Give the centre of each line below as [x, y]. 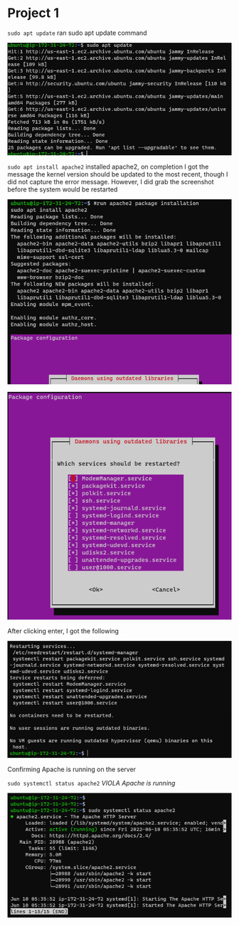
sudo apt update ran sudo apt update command [77, 33]
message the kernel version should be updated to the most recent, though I [118, 174]
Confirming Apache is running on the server [72, 769]
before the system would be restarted [63, 189]
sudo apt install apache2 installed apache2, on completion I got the [108, 167]
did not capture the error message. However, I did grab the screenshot [111, 182]
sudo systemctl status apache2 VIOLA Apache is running [91, 783]
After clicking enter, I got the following [63, 631]
